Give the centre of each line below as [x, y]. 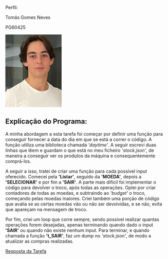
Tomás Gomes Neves [28, 17]
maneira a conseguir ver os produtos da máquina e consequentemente [80, 156]
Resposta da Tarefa [26, 251]
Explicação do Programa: [46, 122]
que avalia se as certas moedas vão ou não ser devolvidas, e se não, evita [84, 204]
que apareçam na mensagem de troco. [46, 209]
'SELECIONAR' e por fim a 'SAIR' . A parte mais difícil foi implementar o [81, 182]
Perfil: [12, 7]
